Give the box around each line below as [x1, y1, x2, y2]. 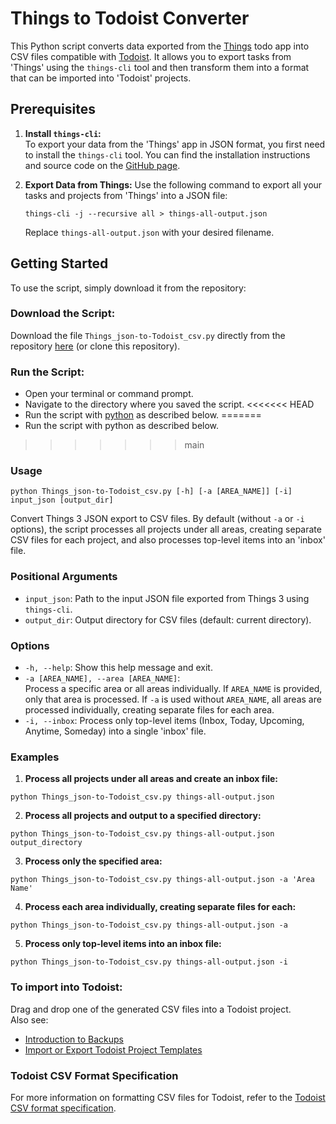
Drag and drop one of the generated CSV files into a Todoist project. [10, 1003, 292, 1015]
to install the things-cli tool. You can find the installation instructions [24, 148, 311, 161]
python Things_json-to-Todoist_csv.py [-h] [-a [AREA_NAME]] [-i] [10, 487, 293, 497]
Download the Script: [10, 307, 116, 321]
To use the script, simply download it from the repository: [10, 282, 247, 294]
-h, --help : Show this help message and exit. [24, 662, 213, 674]
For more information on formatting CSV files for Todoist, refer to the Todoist [10, 1091, 326, 1103]
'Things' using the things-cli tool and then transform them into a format [10, 61, 310, 73]
